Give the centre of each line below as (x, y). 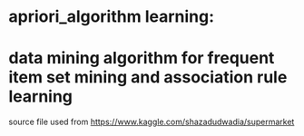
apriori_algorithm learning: (112, 17)
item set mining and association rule (148, 78)
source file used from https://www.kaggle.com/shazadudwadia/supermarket (152, 122)
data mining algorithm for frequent (142, 58)
